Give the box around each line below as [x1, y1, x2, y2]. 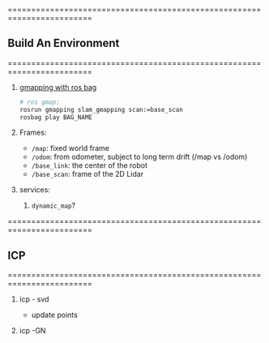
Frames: [19, 127, 47, 138]
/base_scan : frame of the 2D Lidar [31, 169, 143, 179]
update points [31, 310, 78, 320]
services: [19, 185, 50, 195]
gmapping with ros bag [19, 82, 97, 92]
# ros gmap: [19, 98, 60, 106]
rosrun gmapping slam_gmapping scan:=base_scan [19, 105, 183, 114]
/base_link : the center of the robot [31, 161, 147, 170]
